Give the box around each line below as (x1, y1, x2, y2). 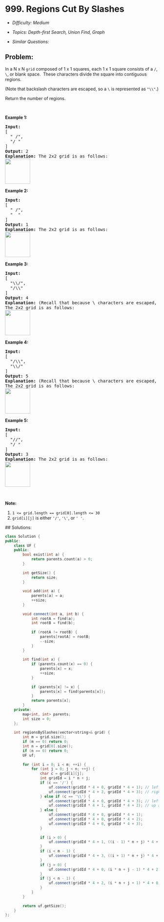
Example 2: (5, 187, 28, 193)
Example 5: (5, 417, 28, 423)
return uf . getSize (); (22, 903, 67, 908)
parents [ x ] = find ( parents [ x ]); (40, 689, 106, 694)
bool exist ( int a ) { (22, 552, 64, 557)
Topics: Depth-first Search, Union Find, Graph (12, 29, 105, 35)
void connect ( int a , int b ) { (22, 611, 84, 616)
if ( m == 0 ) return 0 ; (22, 739, 69, 744)
